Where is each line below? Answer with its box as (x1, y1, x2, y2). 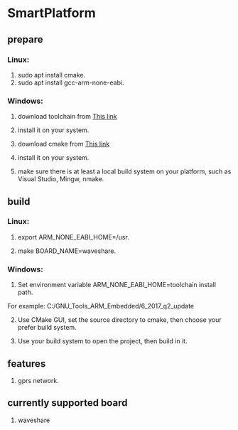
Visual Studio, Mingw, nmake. (17, 175, 104, 183)
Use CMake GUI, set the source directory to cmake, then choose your (17, 316, 222, 324)
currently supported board (7, 397, 128, 409)
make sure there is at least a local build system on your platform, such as (17, 167, 232, 176)
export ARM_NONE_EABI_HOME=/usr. (17, 232, 129, 241)
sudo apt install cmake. (17, 70, 86, 79)
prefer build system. (17, 323, 77, 332)
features (7, 358, 46, 370)
